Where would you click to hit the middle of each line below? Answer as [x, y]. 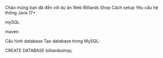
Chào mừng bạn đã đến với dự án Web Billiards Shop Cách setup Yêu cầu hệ [82, 8]
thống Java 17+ [20, 13]
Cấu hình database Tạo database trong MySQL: [53, 41]
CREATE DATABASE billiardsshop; [39, 50]
